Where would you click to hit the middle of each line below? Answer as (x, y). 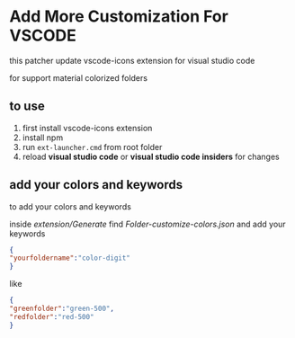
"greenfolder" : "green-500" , (62, 309)
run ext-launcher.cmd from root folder (92, 147)
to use (27, 107)
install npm (43, 138)
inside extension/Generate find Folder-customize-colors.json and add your (147, 224)
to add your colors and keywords (71, 206)
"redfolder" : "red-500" (52, 316)
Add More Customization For (119, 17)
